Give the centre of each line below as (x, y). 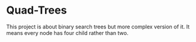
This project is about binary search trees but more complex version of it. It (98, 27)
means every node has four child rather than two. (67, 33)
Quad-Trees (37, 10)
